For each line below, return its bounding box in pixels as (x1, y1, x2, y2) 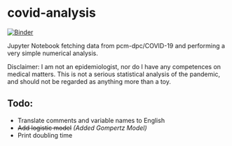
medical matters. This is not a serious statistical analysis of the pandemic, (7, 70, 221, 78)
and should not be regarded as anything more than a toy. (7, 77, 172, 85)
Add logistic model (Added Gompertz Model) (17, 124, 147, 132)
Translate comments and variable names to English (17, 116, 165, 124)
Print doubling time (17, 131, 73, 139)
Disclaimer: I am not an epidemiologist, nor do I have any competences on (7, 62, 221, 71)
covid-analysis (7, 5, 96, 21)
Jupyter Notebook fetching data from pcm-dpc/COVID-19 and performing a (7, 41, 226, 50)
